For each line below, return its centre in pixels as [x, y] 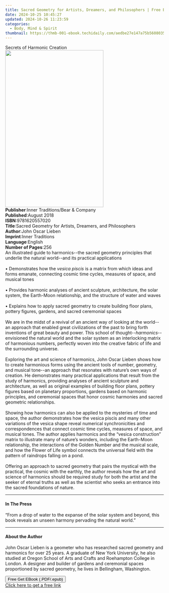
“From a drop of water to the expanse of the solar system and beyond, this [82, 515]
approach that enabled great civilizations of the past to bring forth [80, 327]
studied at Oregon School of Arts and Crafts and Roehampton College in [80, 558]
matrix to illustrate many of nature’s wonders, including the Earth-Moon [79, 439]
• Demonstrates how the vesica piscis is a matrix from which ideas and [79, 269]
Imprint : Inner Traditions [30, 236]
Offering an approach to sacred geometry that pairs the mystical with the [81, 466]
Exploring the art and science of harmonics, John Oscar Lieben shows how [83, 359]
